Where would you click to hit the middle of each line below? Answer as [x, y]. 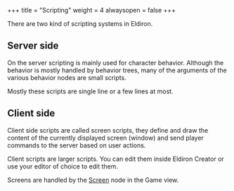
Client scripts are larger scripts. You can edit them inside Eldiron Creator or [116, 159]
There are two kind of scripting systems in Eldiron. [80, 24]
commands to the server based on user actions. [77, 145]
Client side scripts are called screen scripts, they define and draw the [108, 130]
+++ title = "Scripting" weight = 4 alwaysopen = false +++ [92, 10]
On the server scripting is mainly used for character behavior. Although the [116, 62]
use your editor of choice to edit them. [63, 166]
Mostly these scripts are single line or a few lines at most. [90, 91]
